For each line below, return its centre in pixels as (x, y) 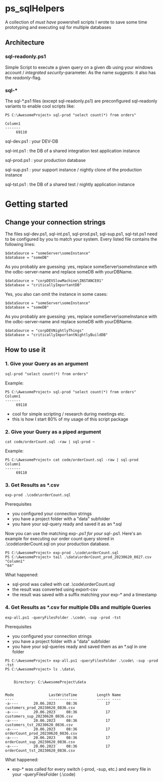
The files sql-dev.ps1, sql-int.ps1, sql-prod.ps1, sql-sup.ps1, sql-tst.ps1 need (81, 234)
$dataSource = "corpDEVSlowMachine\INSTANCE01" (54, 281)
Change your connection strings (55, 222)
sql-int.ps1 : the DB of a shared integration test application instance (72, 151)
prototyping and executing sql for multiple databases (58, 27)
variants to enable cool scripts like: (40, 106)
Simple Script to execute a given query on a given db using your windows (79, 67)
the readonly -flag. (23, 78)
